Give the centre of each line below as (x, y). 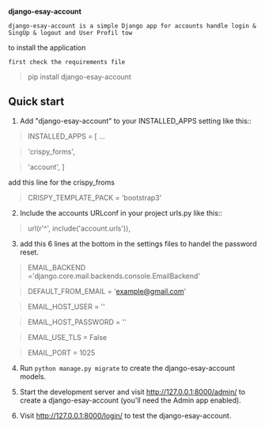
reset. (29, 252)
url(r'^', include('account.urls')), (79, 228)
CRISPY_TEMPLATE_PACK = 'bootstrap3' (95, 197)
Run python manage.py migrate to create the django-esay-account (127, 368)
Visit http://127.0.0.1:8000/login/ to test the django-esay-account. (125, 415)
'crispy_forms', (51, 151)
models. (33, 376)
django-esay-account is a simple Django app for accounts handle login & (132, 26)
